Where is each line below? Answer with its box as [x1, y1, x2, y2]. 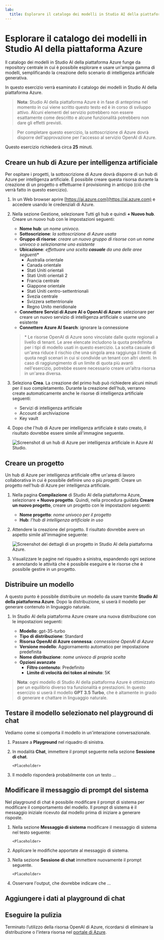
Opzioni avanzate [19, 659, 56, 665]
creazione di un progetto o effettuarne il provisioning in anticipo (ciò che [5, 182, 150, 188]
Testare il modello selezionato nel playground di [5, 709, 154, 717]
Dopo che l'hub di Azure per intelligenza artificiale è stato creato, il [12, 425, 146, 431]
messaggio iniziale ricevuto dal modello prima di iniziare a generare [5, 809, 141, 815]
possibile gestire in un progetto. [12, 566, 76, 572]
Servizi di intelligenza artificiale [19, 405, 82, 411]
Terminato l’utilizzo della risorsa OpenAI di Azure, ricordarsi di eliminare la [5, 924, 154, 930]
